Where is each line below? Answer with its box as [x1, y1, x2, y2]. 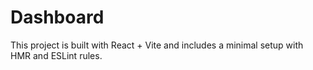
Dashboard [10, 6, 105, 29]
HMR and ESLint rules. [10, 49, 103, 61]
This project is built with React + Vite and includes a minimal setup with [10, 39, 304, 51]
